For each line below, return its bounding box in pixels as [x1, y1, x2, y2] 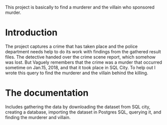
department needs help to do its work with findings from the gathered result [5, 48, 161, 54]
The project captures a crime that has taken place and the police [5, 43, 138, 49]
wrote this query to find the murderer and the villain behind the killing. [5, 70, 149, 76]
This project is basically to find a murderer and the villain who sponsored [5, 4, 155, 10]
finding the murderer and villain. [5, 114, 71, 120]
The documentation [5, 87, 89, 99]
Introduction [5, 27, 58, 38]
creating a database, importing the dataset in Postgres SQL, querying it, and [5, 109, 162, 115]
